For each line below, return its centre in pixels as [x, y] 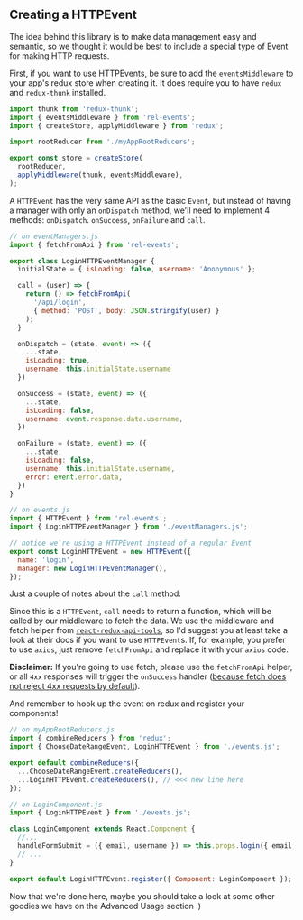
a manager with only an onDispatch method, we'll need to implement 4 [140, 210]
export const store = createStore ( [76, 158]
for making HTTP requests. [60, 55]
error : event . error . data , [74, 477]
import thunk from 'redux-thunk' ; [74, 109]
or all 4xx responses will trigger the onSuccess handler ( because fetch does [148, 676]
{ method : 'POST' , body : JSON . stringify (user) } [126, 310]
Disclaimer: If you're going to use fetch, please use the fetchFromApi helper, [151, 667]
